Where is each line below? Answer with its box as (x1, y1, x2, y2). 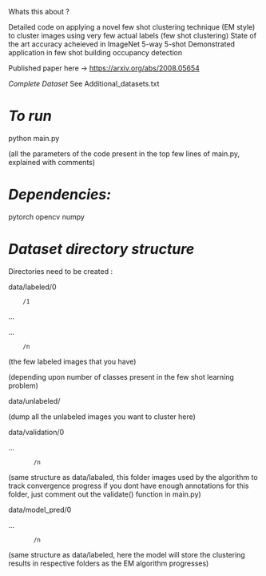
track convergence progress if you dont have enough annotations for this (8, 481, 249, 490)
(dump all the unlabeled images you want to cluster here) (8, 412, 196, 421)
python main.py (8, 133, 60, 143)
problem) (8, 381, 38, 390)
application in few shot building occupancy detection (8, 48, 183, 57)
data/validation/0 (8, 427, 65, 437)
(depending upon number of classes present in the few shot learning (8, 372, 234, 381)
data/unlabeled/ (8, 396, 61, 405)
